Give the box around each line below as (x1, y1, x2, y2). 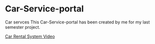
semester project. (5, 24, 40, 30)
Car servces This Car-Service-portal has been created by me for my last (5, 19, 150, 25)
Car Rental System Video (5, 33, 55, 39)
